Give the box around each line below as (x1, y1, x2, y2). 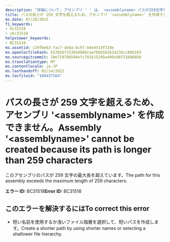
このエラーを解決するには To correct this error (5, 205, 150, 213)
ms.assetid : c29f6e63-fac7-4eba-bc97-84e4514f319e (5, 45, 114, 50)
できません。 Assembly (5, 122, 102, 134)
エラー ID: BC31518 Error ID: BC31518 (5, 188, 82, 194)
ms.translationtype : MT (5, 59, 56, 64)
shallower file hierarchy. (12, 231, 63, 237)
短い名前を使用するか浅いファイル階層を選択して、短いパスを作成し (12, 219, 154, 225)
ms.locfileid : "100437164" (5, 73, 62, 78)
